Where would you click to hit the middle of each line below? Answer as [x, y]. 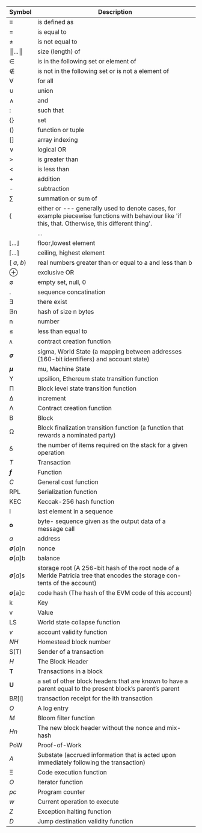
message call [56, 529]
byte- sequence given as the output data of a [102, 521]
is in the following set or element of [87, 61]
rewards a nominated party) [76, 435]
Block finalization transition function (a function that [110, 428]
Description [115, 12]
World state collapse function [78, 622]
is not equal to [57, 42]
